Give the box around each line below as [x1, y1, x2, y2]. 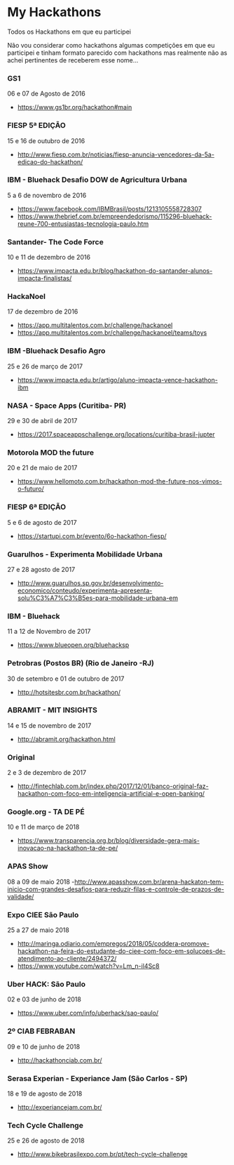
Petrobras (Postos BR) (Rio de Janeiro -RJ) [7, 658, 155, 668]
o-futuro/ [17, 485, 44, 493]
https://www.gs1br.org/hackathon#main [17, 103, 132, 112]
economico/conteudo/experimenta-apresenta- [17, 586, 153, 594]
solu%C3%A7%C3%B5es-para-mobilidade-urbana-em [17, 594, 179, 602]
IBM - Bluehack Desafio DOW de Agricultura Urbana [7, 175, 188, 185]
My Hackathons [7, 4, 102, 20]
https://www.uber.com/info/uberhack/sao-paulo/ [17, 1008, 159, 1018]
